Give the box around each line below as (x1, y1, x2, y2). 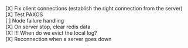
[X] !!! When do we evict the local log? (5, 29, 97, 36)
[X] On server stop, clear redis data (5, 23, 91, 30)
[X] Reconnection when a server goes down (5, 36, 112, 42)
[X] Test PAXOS (5, 11, 43, 18)
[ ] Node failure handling (5, 17, 64, 24)
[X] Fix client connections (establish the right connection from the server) (5, 5, 183, 12)
